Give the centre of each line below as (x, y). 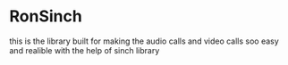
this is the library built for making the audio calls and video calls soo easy (144, 41)
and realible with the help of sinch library (85, 50)
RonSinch (46, 16)
